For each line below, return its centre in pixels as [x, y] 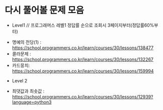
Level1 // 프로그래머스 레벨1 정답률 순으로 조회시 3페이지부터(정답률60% [83, 25]
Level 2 [20, 80]
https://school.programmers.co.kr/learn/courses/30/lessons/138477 [83, 48]
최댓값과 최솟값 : [28, 91]
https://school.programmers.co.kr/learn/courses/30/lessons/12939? [83, 96]
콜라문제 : [21, 54]
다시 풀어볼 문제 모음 [44, 10]
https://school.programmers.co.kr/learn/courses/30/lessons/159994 [83, 71]
